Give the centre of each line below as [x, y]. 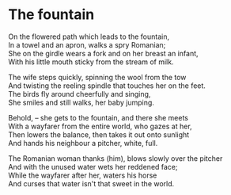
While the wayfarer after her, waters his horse [83, 175]
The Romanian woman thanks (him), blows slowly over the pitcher [116, 158]
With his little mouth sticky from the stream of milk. [91, 62]
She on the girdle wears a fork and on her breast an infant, [104, 53]
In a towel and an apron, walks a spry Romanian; [87, 44]
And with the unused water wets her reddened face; [93, 166]
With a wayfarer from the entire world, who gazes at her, [100, 126]
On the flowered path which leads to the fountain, [89, 36]
